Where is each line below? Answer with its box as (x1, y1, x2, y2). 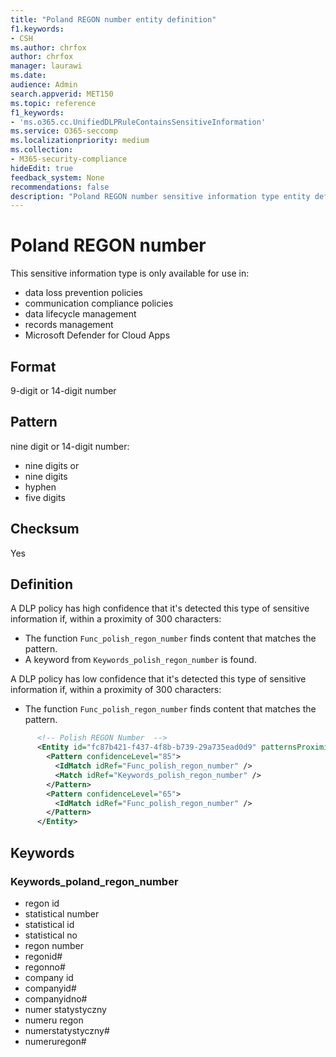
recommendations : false (10, 182, 110, 192)
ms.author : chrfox (10, 42, 87, 53)
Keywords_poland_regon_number (10, 874, 179, 888)
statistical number (24, 907, 100, 920)
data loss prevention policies (24, 287, 143, 299)
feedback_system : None (10, 172, 105, 183)
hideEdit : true (10, 163, 74, 173)
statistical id (24, 918, 75, 930)
